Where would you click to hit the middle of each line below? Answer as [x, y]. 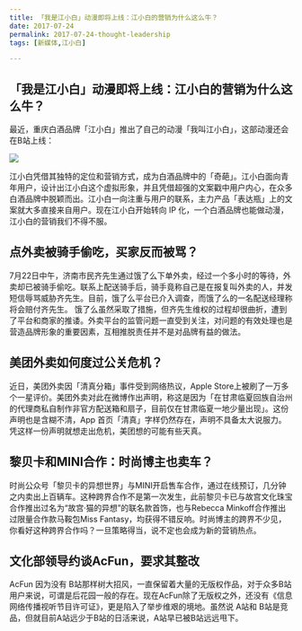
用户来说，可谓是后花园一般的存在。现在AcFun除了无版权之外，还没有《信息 [151, 596]
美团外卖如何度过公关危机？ [86, 363]
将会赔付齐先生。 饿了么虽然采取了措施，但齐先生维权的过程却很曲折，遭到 [148, 309]
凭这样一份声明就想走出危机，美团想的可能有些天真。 [108, 431]
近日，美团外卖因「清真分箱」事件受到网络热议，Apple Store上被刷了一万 [145, 386]
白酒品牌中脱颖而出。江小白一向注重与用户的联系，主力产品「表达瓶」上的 [147, 199]
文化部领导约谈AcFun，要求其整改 [105, 561]
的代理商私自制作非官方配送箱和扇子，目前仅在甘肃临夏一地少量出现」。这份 [149, 408]
